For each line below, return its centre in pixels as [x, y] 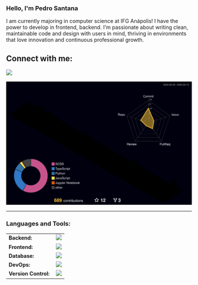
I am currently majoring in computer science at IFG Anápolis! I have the [92, 21]
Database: [21, 255]
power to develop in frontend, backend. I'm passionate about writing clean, [97, 27]
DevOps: [19, 265]
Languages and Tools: [38, 224]
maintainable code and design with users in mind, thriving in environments [96, 34]
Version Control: [29, 274]
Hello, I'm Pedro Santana [42, 8]
